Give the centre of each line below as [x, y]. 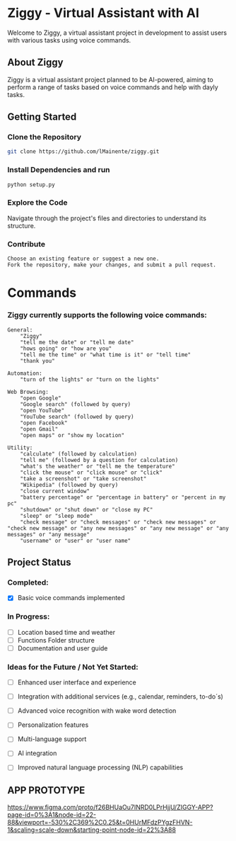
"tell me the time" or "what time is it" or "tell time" [106, 355]
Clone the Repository [45, 137]
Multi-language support [52, 739]
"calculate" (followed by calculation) [79, 454]
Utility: [20, 448]
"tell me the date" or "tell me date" [77, 342]
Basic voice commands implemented [71, 598]
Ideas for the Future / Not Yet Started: [73, 667]
